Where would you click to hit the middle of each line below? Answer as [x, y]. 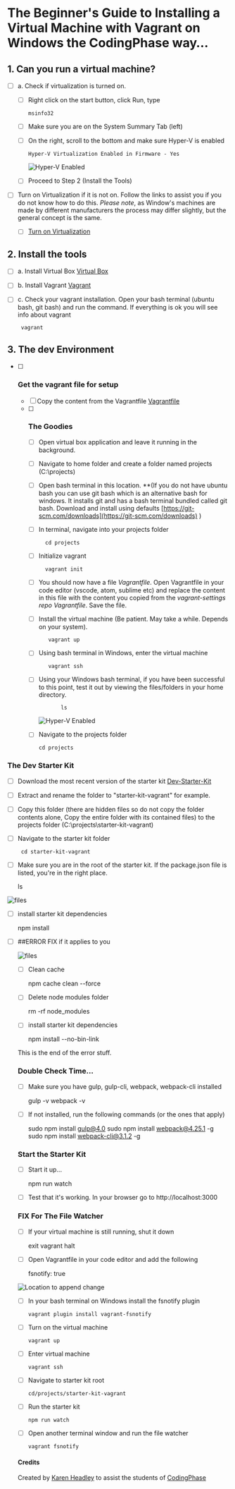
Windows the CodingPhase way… [108, 43]
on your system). [63, 627]
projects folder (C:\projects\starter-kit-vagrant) [85, 825]
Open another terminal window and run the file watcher [108, 1433]
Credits [28, 1462]
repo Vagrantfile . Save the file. [83, 605]
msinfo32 [41, 114]
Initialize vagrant [62, 556]
